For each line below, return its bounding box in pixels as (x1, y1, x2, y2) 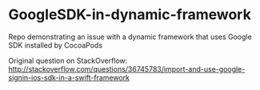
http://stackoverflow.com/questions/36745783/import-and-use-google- (8, 64, 246, 73)
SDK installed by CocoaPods (8, 40, 102, 49)
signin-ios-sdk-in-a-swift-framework (8, 72, 130, 82)
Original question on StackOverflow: (8, 56, 128, 65)
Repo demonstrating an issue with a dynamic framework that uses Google (8, 32, 252, 41)
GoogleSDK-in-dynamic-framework (8, 6, 252, 24)
